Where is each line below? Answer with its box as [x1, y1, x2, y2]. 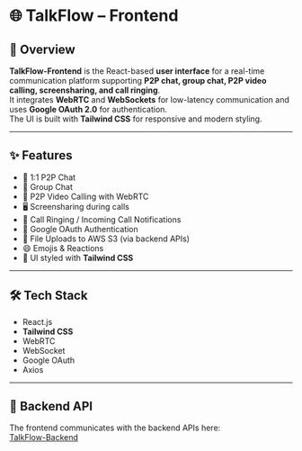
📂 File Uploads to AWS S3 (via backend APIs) [22, 233, 191, 244]
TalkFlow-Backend [9, 432, 79, 443]
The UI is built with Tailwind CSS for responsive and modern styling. [9, 113, 262, 124]
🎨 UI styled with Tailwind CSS [22, 252, 134, 263]
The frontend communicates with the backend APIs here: [9, 422, 221, 433]
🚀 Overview [9, 41, 75, 57]
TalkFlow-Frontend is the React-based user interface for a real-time [9, 66, 265, 77]
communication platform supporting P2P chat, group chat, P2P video [9, 76, 267, 86]
